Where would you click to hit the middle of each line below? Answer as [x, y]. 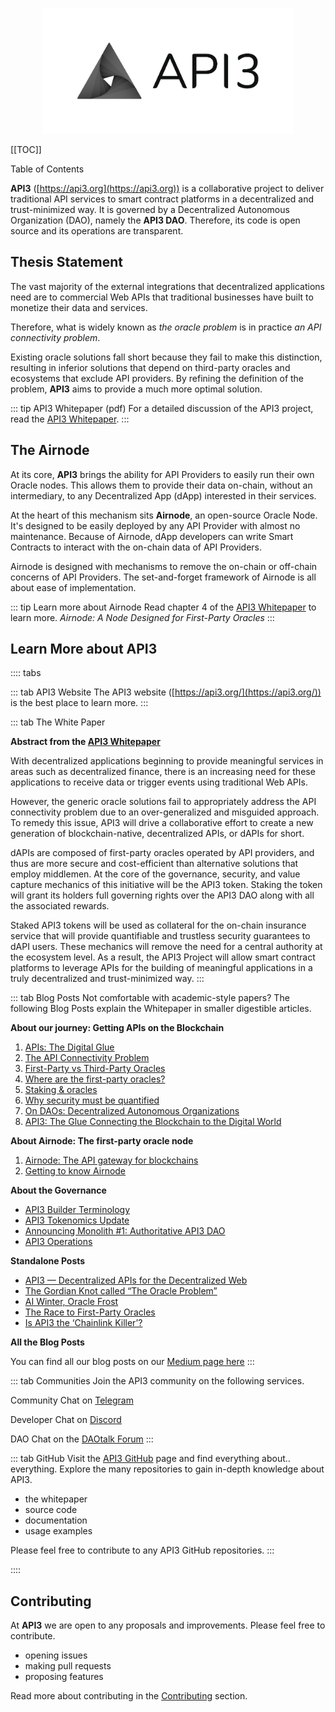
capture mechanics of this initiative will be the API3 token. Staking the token [166, 885]
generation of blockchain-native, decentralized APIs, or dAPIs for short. [157, 834]
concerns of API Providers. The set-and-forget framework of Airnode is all [163, 577]
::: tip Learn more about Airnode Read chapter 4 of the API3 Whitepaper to [163, 607]
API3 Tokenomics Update [77, 1220]
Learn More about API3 [84, 649]
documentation [56, 1520]
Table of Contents [47, 169]
